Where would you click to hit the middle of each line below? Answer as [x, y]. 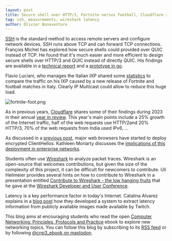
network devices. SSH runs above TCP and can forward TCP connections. [83, 44]
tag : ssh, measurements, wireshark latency [52, 19]
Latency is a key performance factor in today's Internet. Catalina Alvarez [82, 196]
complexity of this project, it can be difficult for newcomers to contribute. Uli [86, 170]
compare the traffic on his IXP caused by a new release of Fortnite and [80, 81]
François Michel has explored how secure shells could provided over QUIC [84, 50]
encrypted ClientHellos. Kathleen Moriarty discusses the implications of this [85, 143]
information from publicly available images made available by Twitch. [78, 207]
